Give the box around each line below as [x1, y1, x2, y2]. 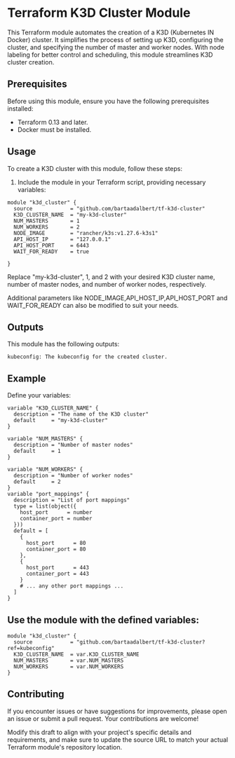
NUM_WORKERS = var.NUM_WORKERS [13, 663, 124, 670]
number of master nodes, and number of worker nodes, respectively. [7, 280, 207, 288]
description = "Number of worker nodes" [13, 472, 133, 480]
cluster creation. [7, 57, 55, 66]
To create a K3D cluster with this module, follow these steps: [7, 164, 183, 172]
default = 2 [13, 478, 61, 485]
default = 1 [13, 447, 61, 455]
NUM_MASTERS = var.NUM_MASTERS [13, 657, 124, 664]
